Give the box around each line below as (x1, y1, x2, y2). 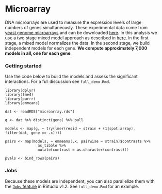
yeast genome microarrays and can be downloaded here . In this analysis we (5, 30, 158, 35)
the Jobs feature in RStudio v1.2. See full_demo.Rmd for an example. (5, 183, 139, 189)
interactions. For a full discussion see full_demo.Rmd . (5, 79, 110, 84)
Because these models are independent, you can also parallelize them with (5, 178, 155, 184)
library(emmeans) (5, 101, 40, 106)
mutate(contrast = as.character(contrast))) (37, 147, 130, 152)
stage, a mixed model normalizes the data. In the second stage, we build (5, 40, 150, 46)
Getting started (5, 62, 42, 69)
